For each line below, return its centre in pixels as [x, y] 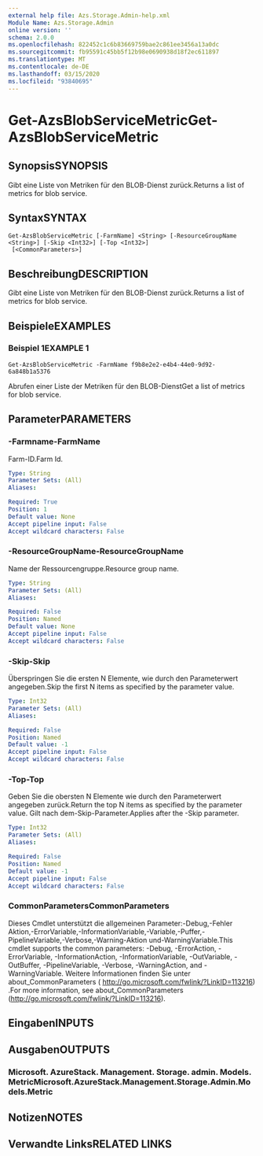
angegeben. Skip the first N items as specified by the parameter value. [121, 687]
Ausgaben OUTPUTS [59, 1050]
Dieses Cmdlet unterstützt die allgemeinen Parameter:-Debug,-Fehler [121, 923]
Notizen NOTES [46, 1117]
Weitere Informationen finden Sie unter [128, 973]
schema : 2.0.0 [31, 37]
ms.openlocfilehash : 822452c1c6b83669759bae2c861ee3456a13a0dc [114, 45]
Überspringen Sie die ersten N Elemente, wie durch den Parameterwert [123, 678]
